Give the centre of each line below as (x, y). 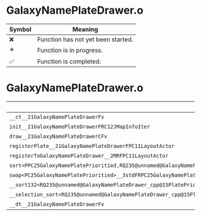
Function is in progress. (70, 50)
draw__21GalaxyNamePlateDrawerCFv (58, 136)
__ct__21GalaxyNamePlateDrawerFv (57, 117)
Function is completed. (69, 61)
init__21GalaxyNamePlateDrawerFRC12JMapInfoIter (80, 126)
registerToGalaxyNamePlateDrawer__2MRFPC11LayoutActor (89, 155)
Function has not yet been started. (85, 39)
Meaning (86, 29)
